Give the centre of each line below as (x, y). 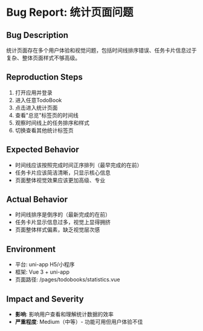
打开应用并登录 (34, 92)
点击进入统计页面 (36, 108)
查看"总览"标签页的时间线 (47, 115)
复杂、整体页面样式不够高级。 (43, 58)
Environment (31, 249)
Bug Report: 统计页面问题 (70, 12)
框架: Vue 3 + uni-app (42, 272)
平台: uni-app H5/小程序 (45, 265)
